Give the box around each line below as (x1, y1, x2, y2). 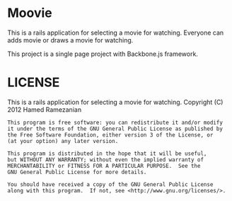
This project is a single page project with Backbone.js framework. (7, 50, 198, 58)
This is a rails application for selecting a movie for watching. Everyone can (7, 28, 224, 37)
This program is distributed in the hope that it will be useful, (7, 150, 207, 157)
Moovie (7, 5, 52, 21)
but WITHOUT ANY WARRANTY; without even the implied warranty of (7, 156, 204, 163)
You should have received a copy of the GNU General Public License (7, 180, 214, 188)
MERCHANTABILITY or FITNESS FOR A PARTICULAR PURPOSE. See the (7, 162, 201, 169)
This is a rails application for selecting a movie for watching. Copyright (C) (7, 98, 224, 106)
